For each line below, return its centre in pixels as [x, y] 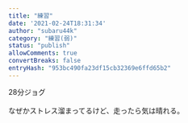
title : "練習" [31, 16]
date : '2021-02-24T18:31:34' [57, 23]
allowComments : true [43, 53]
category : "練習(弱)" [43, 38]
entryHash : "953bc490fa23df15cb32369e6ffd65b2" [90, 68]
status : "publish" [39, 46]
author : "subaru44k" [43, 31]
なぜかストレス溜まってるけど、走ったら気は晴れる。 [96, 110]
